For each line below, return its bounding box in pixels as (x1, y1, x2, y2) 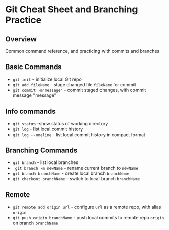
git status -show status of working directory (12, 120, 108, 126)
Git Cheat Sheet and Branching (5, 4, 138, 15)
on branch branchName (12, 220, 58, 226)
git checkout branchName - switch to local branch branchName (12, 176, 140, 182)
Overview (5, 35, 37, 43)
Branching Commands (5, 146, 78, 155)
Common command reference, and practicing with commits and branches (5, 48, 160, 54)
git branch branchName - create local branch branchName (12, 170, 130, 176)
